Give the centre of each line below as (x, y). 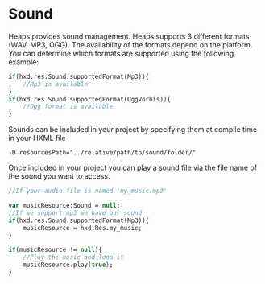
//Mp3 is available (56, 84)
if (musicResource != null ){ (56, 250)
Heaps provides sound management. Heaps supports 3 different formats (129, 36)
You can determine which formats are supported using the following (121, 53)
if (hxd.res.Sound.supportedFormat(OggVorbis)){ (90, 99)
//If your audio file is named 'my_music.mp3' (88, 191)
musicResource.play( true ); (68, 265)
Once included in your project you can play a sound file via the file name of (133, 168)
